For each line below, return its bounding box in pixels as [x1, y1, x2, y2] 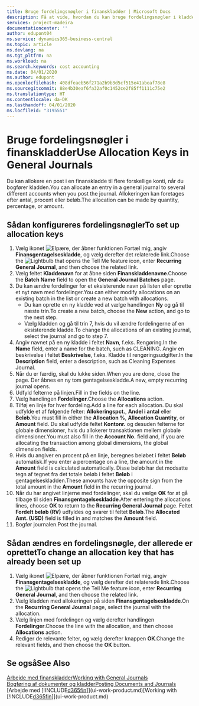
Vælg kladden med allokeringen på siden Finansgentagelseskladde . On [15, 597, 190, 604]
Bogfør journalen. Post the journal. [15, 521, 98, 528]
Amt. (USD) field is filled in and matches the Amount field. [15, 515, 158, 522]
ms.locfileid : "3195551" [6, 108, 68, 113]
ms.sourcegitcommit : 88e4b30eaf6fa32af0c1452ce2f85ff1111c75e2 [6, 86, 166, 92]
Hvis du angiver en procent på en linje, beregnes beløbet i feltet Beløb [15, 452, 187, 459]
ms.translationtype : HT [6, 91, 66, 97]
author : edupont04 [6, 31, 52, 37]
